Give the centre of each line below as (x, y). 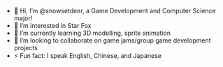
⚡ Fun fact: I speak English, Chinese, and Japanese (88, 55)
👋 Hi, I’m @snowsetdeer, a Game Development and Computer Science (115, 11)
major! (23, 18)
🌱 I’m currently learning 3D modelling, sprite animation (92, 33)
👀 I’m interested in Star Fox (52, 25)
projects (26, 48)
